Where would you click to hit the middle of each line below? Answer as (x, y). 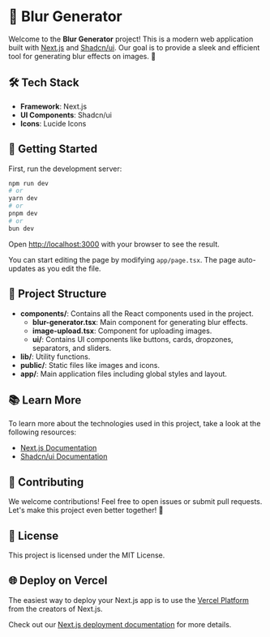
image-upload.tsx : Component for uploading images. (122, 331)
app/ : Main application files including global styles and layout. (123, 374)
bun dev (21, 229)
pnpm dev (23, 214)
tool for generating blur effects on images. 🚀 (82, 56)
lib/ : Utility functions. (55, 357)
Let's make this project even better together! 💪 (86, 511)
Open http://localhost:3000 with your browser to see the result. (114, 244)
